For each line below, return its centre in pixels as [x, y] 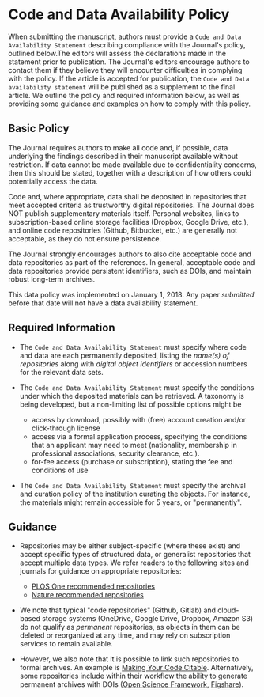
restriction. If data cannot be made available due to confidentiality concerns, [132, 165]
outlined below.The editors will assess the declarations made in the [117, 53]
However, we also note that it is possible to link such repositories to [129, 659]
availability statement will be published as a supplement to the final [122, 87]
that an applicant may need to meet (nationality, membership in [134, 445]
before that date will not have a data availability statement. [103, 303]
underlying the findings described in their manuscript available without [123, 156]
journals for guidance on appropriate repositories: [100, 571]
